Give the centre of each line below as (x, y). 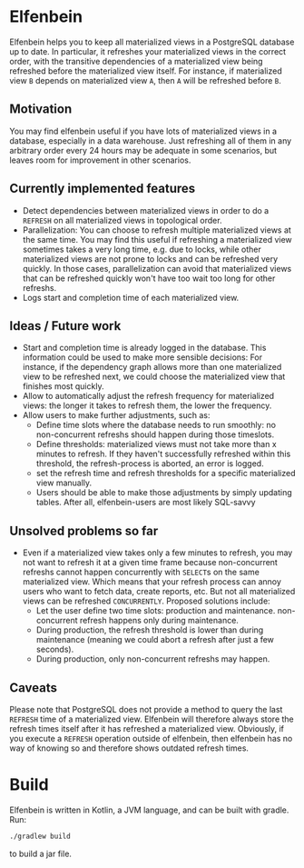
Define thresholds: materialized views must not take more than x (156, 444)
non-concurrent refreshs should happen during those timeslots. (155, 434)
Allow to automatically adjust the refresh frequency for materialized (148, 396)
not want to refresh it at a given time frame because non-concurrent (150, 563)
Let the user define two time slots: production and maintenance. (156, 611)
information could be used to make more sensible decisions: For (142, 357)
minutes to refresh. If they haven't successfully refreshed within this (163, 454)
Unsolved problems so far (84, 530)
